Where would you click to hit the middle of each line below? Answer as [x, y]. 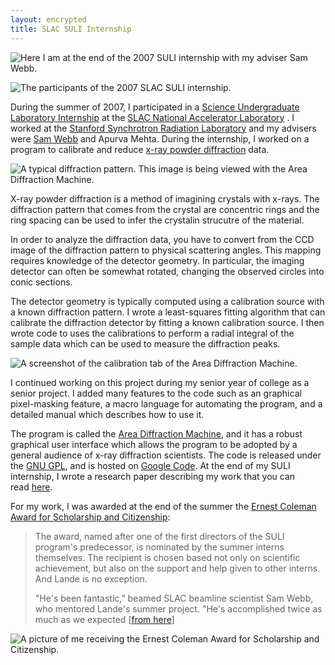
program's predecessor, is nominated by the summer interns [159, 547]
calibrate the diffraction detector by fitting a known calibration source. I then [167, 322]
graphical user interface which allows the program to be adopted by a [154, 444]
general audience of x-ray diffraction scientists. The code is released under [166, 455]
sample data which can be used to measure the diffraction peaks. [145, 343]
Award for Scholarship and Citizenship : [90, 517]
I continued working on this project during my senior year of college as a [160, 382]
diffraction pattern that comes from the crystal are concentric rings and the [165, 209]
